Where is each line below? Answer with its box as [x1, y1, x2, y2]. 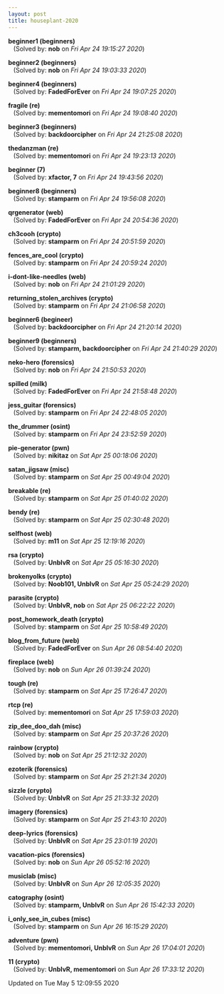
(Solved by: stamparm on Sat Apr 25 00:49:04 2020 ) [13, 472, 170, 481]
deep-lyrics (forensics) [8, 828, 78, 837]
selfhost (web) [8, 529, 53, 537]
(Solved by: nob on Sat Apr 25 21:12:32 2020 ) [13, 751, 148, 759]
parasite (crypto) [8, 593, 60, 602]
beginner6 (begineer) [8, 315, 73, 323]
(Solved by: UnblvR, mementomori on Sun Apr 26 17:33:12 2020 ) [13, 965, 205, 973]
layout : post [8, 10, 47, 18]
